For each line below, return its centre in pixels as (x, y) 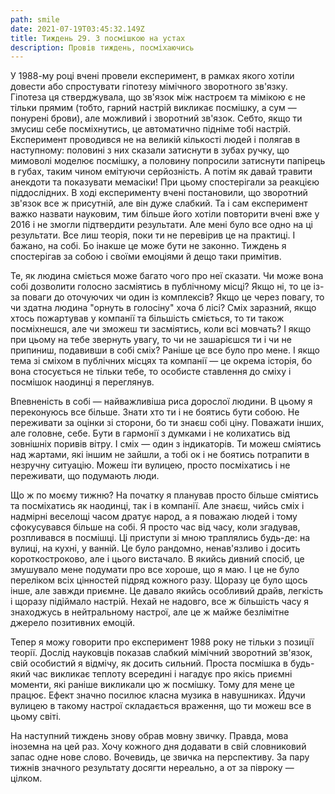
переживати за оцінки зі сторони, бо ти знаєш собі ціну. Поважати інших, (167, 423)
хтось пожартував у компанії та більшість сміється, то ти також (147, 318)
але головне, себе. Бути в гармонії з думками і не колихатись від (150, 433)
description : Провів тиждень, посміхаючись (102, 47)
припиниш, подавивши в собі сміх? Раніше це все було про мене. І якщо (165, 350)
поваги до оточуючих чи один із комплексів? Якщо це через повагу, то (173, 297)
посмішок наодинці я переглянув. (82, 382)
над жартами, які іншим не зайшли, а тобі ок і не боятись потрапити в (160, 455)
